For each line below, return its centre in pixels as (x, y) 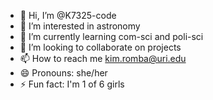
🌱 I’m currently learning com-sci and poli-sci (111, 36)
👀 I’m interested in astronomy (80, 26)
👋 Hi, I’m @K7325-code (68, 15)
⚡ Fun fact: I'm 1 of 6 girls (72, 84)
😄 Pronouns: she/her (63, 73)
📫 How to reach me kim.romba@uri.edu (103, 58)
